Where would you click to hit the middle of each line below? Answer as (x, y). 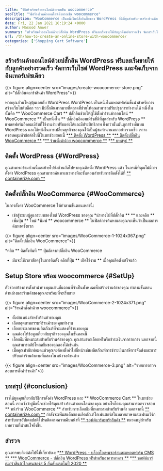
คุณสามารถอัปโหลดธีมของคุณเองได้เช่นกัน (45, 345)
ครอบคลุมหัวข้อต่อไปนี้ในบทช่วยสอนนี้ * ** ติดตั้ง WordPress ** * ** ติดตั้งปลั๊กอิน (73, 135)
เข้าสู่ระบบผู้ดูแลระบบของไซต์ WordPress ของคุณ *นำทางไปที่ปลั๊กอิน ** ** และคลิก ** (83, 215)
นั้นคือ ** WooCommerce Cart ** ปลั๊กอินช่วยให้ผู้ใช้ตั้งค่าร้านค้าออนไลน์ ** (69, 113)
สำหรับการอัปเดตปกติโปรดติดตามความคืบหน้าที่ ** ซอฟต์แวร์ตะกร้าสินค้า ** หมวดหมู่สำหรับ (78, 420)
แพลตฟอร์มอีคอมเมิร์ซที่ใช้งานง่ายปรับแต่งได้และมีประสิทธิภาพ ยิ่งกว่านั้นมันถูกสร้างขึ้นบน (75, 124)
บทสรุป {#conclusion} (36, 386)
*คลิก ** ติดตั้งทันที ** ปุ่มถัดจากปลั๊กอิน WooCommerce (54, 251)
